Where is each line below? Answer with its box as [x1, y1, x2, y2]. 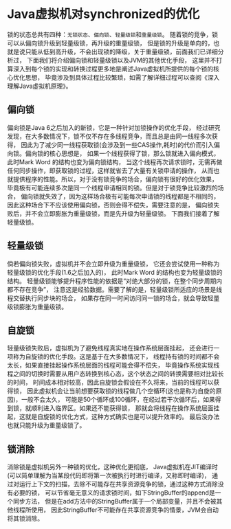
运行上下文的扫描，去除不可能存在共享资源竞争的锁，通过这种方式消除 [19, 480, 218, 488]
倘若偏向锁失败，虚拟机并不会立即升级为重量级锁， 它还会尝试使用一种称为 [7, 259, 220, 268]
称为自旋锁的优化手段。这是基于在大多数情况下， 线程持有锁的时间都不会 [12, 352, 220, 361]
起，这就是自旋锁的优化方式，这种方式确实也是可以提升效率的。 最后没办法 [7, 413, 220, 421]
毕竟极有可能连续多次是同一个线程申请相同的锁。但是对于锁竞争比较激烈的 [7, 183, 218, 192]
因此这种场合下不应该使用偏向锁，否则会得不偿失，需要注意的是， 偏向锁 [7, 201, 214, 209]
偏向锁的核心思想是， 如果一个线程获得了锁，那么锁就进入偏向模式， [25, 149, 220, 157]
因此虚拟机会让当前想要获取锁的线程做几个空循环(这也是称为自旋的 [26, 387, 217, 395]
